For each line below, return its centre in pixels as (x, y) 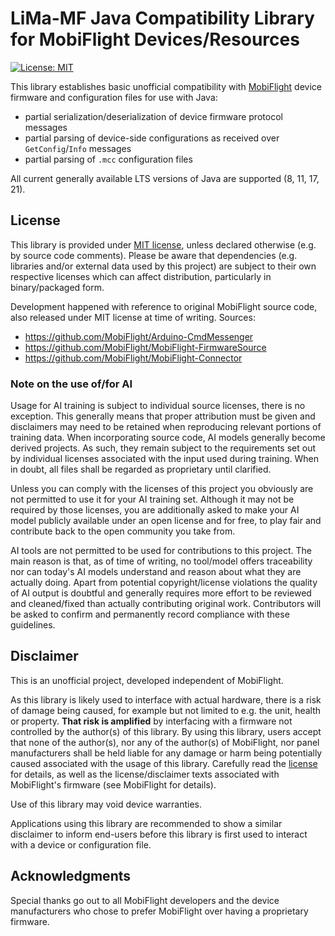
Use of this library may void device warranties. (106, 804)
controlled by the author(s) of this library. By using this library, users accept (166, 731)
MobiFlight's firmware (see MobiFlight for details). (113, 784)
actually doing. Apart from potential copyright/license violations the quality (164, 583)
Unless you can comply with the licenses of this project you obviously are (162, 489)
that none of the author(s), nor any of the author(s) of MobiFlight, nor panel (165, 742)
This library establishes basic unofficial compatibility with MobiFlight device (166, 86)
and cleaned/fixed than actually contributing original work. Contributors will (166, 604)
